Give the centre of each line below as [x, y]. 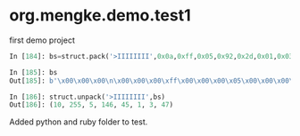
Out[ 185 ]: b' [33, 81]
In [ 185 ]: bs [33, 72]
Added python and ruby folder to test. [79, 122]
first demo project [42, 40]
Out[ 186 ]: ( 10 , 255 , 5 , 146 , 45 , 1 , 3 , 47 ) [92, 105]
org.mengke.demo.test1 [100, 16]
